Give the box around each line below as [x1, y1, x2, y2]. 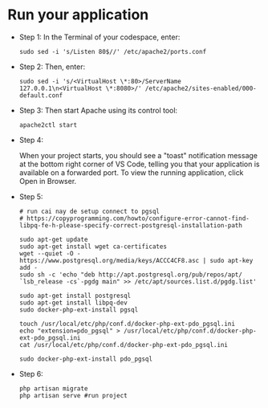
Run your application [7, 6, 149, 24]
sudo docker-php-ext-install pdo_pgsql [18, 355, 153, 363]
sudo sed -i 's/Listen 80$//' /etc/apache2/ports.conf [18, 47, 207, 55]
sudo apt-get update [18, 235, 88, 243]
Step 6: [18, 369, 43, 378]
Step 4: [18, 135, 43, 145]
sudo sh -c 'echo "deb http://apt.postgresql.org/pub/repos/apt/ [18, 271, 242, 279]
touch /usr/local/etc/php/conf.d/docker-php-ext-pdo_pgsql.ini [18, 320, 236, 328]
